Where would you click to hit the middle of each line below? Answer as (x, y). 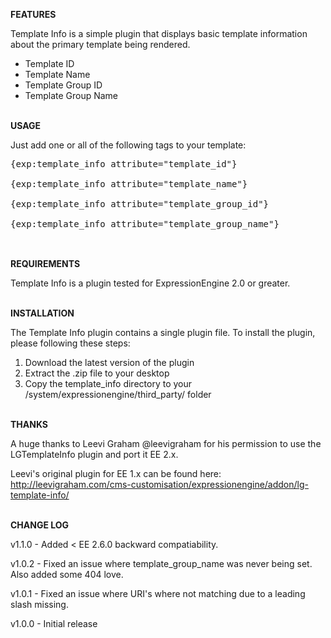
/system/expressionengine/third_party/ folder (118, 394)
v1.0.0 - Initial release (54, 623)
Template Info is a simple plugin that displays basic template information (159, 33)
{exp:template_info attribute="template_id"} (124, 164)
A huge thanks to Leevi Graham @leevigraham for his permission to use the (166, 443)
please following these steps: (70, 343)
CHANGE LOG (40, 525)
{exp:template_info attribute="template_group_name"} (145, 224)
